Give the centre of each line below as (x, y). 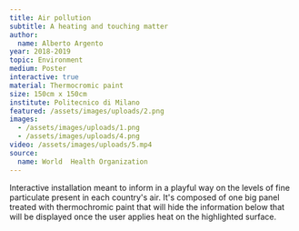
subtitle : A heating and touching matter (89, 26)
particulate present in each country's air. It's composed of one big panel (145, 197)
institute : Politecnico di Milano (75, 102)
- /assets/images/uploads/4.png (79, 136)
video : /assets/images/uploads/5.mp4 (81, 145)
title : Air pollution (50, 18)
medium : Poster (38, 69)
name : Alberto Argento (60, 43)
